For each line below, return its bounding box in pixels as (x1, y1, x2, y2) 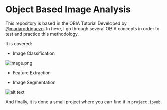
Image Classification (12, 50, 55, 56)
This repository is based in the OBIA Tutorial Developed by (5, 20, 127, 26)
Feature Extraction (12, 69, 51, 76)
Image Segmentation (12, 79, 56, 85)
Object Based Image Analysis (5, 4, 131, 15)
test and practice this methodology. (5, 31, 79, 37)
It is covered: (5, 40, 32, 46)
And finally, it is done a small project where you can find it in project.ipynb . (5, 99, 162, 105)
